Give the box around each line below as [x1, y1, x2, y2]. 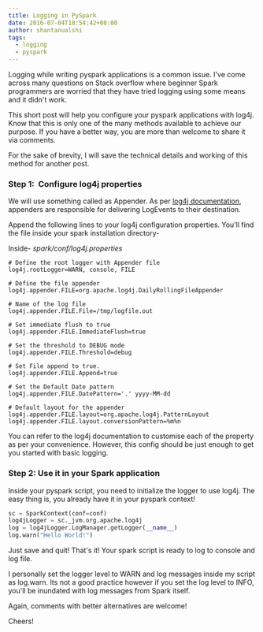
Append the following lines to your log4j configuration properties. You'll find [8, 220, 254, 229]
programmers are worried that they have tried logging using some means [8, 87, 246, 95]
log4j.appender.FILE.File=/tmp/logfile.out [8, 307, 154, 315]
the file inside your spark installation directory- [8, 229, 160, 238]
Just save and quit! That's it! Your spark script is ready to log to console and [8, 545, 256, 556]
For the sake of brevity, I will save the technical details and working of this [8, 151, 248, 160]
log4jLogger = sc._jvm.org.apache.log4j [8, 517, 143, 525]
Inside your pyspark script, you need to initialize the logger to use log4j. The [8, 485, 255, 495]
